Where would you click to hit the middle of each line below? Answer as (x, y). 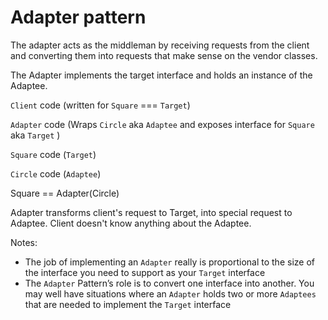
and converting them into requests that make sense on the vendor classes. (164, 55)
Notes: (24, 242)
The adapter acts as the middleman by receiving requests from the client (160, 45)
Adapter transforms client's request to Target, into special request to (151, 212)
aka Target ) (35, 135)
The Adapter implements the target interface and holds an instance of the (161, 75)
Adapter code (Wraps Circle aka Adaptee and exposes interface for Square (162, 124)
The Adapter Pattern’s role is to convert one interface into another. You (169, 283)
